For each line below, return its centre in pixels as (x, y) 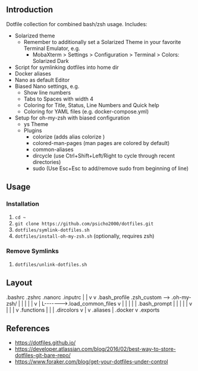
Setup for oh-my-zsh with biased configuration (72, 118)
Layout (19, 283)
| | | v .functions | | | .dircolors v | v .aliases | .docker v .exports (83, 310)
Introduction (30, 10)
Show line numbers (47, 92)
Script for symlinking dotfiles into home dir (67, 67)
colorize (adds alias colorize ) (69, 137)
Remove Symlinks (33, 251)
